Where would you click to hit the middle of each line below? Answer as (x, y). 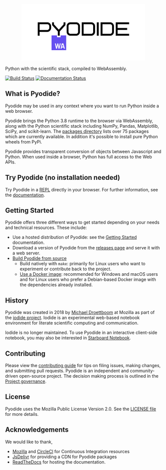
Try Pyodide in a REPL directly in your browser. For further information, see (82, 189)
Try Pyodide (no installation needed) (63, 178)
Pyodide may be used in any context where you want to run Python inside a (82, 106)
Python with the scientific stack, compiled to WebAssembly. (66, 69)
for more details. (22, 414)
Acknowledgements (37, 430)
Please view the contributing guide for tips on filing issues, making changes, (83, 366)
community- (142, 371)
